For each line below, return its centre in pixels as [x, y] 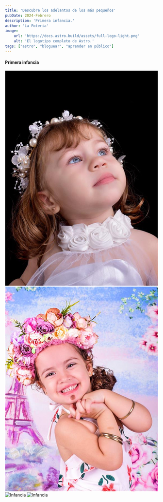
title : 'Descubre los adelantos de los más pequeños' [61, 10]
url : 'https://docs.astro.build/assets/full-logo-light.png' [77, 36]
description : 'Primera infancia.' [40, 20]
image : [12, 31]
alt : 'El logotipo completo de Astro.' [54, 41]
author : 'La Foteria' [27, 26]
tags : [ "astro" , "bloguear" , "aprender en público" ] [59, 46]
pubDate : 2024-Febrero [28, 15]
